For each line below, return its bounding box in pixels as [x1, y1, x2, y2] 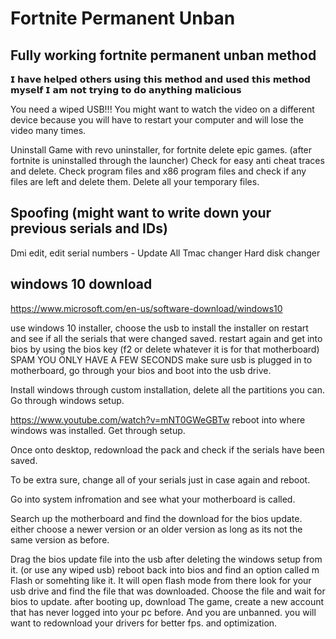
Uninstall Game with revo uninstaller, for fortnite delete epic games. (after [10, 144, 313, 156]
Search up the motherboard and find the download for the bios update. [10, 512, 303, 524]
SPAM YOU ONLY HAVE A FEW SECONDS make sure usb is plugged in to [10, 353, 313, 366]
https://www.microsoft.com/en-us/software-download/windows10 [10, 302, 283, 314]
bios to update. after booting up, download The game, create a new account [10, 595, 325, 607]
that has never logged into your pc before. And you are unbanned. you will [10, 606, 317, 618]
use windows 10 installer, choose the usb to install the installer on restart [10, 322, 309, 334]
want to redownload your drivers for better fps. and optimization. [10, 617, 278, 629]
